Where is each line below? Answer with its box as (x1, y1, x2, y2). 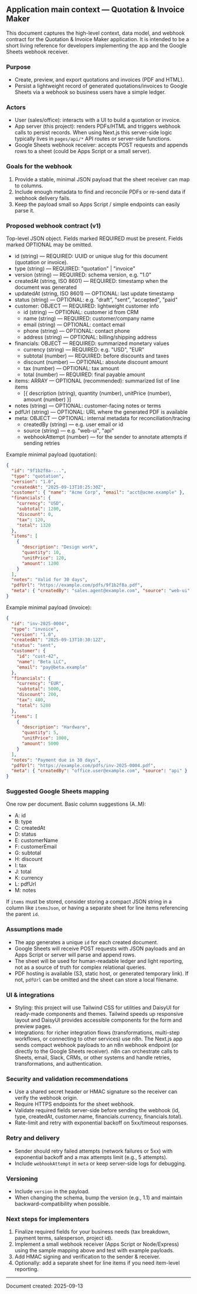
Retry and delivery (6, 1134, 60, 1142)
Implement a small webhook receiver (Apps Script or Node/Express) (14, 1241, 179, 1248)
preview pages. (14, 1023, 52, 1030)
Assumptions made (6, 925, 63, 934)
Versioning (6, 1174, 38, 1182)
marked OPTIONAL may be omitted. (6, 241, 93, 248)
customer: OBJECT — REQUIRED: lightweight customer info (14, 302, 159, 309)
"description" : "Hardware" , (21, 724, 91, 730)
